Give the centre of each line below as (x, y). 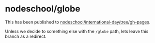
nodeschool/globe (43, 9)
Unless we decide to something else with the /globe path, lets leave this (77, 31)
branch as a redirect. (26, 36)
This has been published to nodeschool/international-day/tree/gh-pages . (78, 22)
